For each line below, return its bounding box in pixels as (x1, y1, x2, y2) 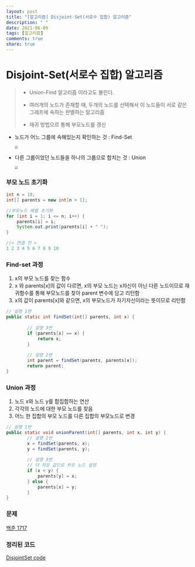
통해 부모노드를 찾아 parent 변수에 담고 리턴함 (35, 289, 140, 296)
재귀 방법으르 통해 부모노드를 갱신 (29, 121, 107, 128)
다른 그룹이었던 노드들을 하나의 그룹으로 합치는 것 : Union (14, 153, 146, 161)
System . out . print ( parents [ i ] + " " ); (16, 224, 109, 230)
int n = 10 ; (6, 192, 35, 198)
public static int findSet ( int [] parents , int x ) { (6, 314, 135, 320)
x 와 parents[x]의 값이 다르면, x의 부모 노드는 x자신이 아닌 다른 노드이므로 (14, 282, 183, 289)
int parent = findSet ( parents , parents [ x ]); (27, 358, 138, 364)
